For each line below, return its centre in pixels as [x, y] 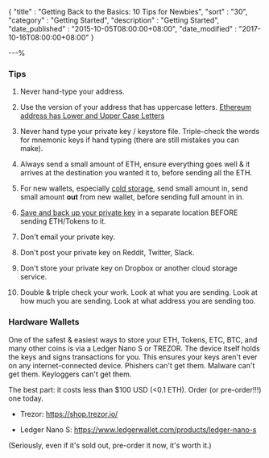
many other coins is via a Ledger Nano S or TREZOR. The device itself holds [134, 348]
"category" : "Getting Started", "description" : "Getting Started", [114, 20]
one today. [26, 398]
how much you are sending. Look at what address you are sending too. [138, 301]
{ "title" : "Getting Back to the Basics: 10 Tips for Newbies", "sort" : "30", [128, 12]
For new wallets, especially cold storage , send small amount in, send [134, 188]
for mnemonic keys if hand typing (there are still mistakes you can [129, 140]
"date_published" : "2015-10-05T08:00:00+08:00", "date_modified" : [123, 29]
